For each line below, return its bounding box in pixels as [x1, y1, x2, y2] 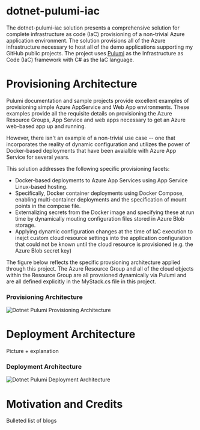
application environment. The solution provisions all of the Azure [6, 37, 166, 44]
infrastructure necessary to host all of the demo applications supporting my [6, 43, 193, 51]
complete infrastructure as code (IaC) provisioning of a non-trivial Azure [6, 30, 185, 37]
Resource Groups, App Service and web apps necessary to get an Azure [6, 116, 186, 123]
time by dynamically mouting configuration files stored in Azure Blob [14, 215, 185, 222]
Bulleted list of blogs [6, 417, 57, 425]
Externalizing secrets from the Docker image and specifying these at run [14, 209, 195, 216]
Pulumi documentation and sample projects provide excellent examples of [6, 97, 189, 104]
